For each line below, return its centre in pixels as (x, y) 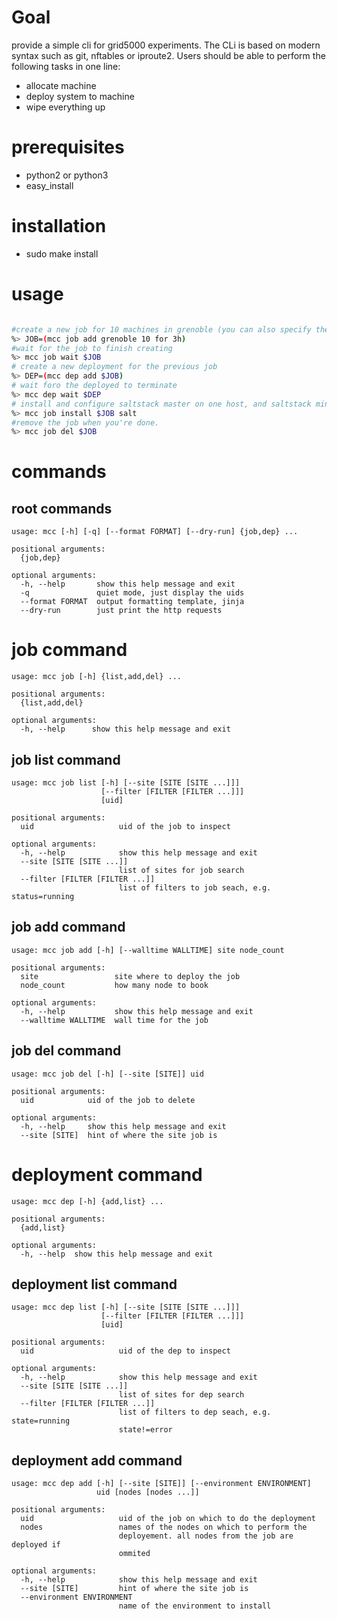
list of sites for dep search (181, 1395)
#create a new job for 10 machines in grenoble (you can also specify (161, 329)
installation (59, 226)
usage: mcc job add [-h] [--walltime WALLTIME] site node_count (148, 950)
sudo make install (62, 253)
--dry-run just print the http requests (121, 611)
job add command (68, 927)
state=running (41, 1421)
